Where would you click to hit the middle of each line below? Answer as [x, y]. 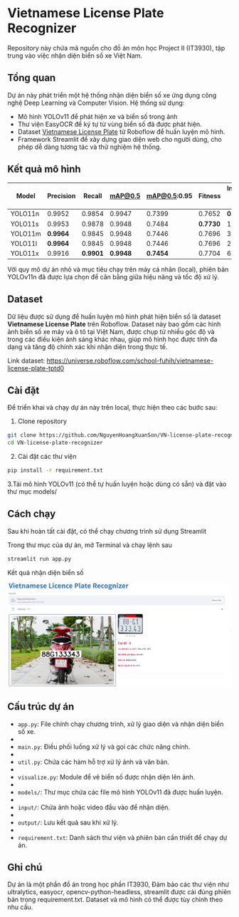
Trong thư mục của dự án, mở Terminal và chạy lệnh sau [90, 545]
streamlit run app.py [39, 559]
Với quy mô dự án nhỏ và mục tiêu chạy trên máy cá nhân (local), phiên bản [118, 269]
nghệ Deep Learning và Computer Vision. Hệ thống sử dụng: [96, 103]
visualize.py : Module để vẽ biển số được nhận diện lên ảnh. [106, 777]
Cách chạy [32, 514]
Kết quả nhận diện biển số [46, 572]
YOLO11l [24, 244]
